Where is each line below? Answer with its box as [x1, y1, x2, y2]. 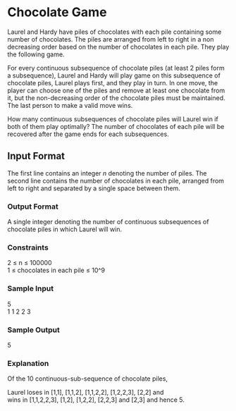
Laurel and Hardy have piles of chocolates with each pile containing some [7, 27, 222, 36]
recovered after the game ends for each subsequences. [7, 130, 169, 138]
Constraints [7, 243, 49, 252]
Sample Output [7, 325, 60, 335]
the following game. [7, 50, 65, 59]
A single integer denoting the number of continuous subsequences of [7, 218, 209, 226]
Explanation [7, 358, 49, 368]
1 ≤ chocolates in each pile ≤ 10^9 [7, 266, 106, 275]
